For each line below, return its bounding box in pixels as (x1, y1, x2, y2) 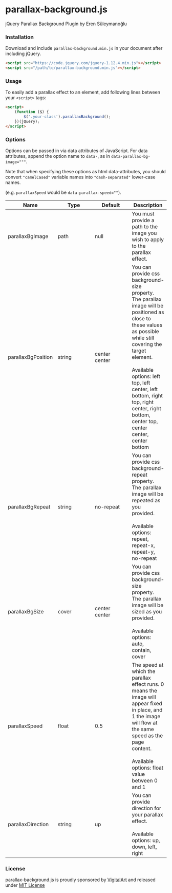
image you (132, 229, 157, 236)
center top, (132, 417, 158, 425)
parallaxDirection (8, 821, 49, 828)
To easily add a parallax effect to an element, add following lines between (5, 89, 160, 96)
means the (132, 687, 157, 694)
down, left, (132, 843, 157, 850)
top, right (132, 398, 154, 406)
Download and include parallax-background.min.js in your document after (5, 45, 163, 51)
